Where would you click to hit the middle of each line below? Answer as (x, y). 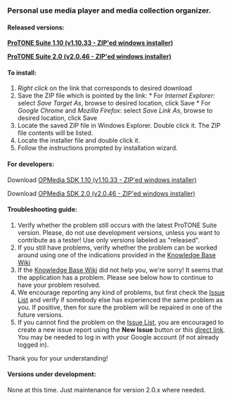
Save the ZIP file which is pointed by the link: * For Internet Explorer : (116, 96)
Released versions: (36, 27)
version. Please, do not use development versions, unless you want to (118, 232)
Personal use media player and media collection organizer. (109, 11)
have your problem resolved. (59, 285)
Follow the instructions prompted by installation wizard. (97, 148)
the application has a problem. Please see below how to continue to (115, 277)
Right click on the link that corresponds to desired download (104, 88)
